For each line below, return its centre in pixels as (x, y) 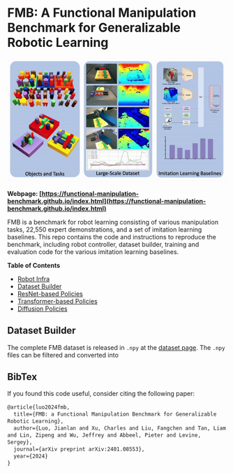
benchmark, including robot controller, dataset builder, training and (103, 244)
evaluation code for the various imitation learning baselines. (93, 252)
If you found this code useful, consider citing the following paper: (101, 394)
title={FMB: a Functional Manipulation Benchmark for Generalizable (115, 414)
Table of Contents (34, 265)
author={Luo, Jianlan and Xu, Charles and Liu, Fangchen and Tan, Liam (120, 428)
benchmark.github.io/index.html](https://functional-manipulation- (107, 201)
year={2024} (31, 456)
